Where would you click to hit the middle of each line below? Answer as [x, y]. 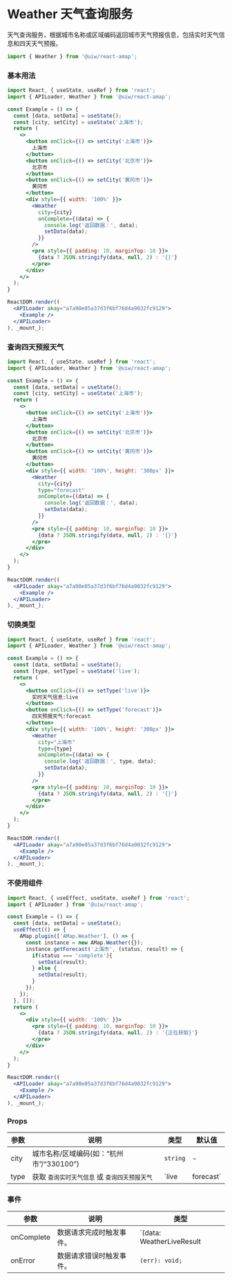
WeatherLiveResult [171, 1242]
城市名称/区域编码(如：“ [71, 1154]
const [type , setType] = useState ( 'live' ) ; [77, 672]
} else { [45, 968]
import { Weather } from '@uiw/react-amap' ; [72, 56]
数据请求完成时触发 [88, 1232]
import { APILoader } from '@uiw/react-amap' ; [75, 905]
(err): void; [161, 1261]
